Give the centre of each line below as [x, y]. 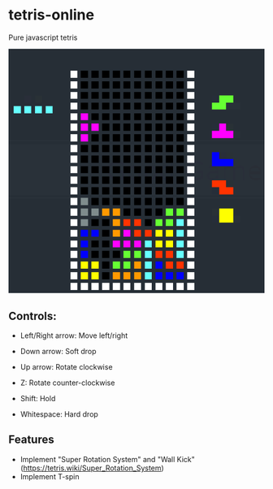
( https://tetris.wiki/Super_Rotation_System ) [92, 468]
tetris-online [52, 15]
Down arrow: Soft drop [58, 352]
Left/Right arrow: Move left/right [74, 335]
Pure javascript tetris [43, 37]
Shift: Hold [38, 399]
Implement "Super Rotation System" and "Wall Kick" [107, 459]
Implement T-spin [50, 476]
